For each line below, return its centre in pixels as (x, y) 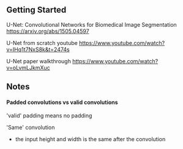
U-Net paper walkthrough (39, 61)
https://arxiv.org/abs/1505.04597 (48, 31)
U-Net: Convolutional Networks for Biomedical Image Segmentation (92, 24)
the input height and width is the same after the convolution (90, 139)
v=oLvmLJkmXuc (28, 68)
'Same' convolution (31, 128)
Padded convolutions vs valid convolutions (62, 102)
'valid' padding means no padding (49, 116)
